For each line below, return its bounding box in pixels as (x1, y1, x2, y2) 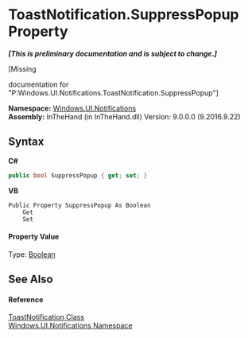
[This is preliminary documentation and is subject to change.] (8, 49, 217, 58)
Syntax (8, 135, 45, 149)
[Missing (8, 64, 37, 73)
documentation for (8, 80, 69, 89)
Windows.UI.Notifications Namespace (8, 321, 133, 331)
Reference (8, 294, 44, 304)
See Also (8, 273, 53, 286)
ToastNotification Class (8, 313, 85, 322)
